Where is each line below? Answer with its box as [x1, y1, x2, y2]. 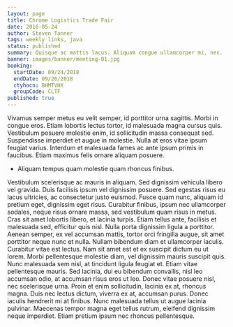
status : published [7, 43, 61, 50]
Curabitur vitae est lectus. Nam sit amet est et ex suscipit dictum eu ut [7, 245, 209, 253]
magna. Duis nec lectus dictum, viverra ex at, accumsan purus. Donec [7, 289, 209, 298]
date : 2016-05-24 [7, 23, 58, 30]
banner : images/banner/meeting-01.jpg [7, 56, 120, 63]
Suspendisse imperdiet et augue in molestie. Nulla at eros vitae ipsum [7, 136, 208, 144]
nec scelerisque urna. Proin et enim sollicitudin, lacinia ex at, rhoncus [7, 282, 206, 290]
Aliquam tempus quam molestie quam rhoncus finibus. [17, 165, 174, 173]
